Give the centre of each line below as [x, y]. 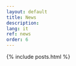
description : [23, 23]
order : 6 [17, 40]
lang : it [17, 28]
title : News [21, 17]
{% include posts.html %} [39, 57]
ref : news [19, 34]
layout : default [27, 12]
